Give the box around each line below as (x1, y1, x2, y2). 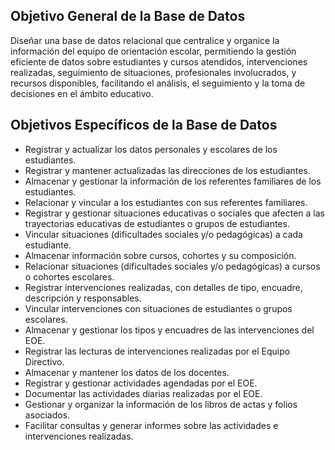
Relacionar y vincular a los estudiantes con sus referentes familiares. (24, 196, 308, 208)
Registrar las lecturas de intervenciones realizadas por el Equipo (24, 345, 291, 357)
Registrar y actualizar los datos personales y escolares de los (24, 143, 278, 155)
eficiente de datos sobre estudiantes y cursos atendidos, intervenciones (10, 55, 308, 68)
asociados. (24, 409, 71, 421)
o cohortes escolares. (24, 270, 115, 283)
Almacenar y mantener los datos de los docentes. (24, 366, 230, 378)
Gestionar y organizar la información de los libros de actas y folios (24, 398, 298, 410)
